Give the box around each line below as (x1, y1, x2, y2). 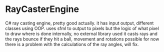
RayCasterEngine (5, 3, 79, 15)
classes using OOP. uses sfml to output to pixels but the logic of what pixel (5, 25, 159, 31)
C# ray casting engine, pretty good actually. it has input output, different (5, 20, 154, 26)
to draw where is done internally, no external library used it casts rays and (5, 30, 157, 36)
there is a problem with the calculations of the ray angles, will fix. (5, 41, 139, 47)
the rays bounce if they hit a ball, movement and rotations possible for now (5, 36, 159, 42)
